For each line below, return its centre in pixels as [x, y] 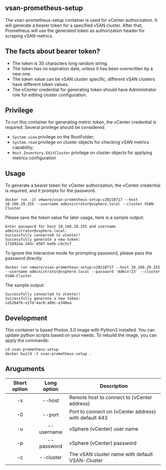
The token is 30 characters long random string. [60, 63]
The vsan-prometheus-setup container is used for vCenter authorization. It [81, 20]
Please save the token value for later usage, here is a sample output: [75, 217]
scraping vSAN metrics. [29, 36]
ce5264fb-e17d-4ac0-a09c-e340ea [38, 303]
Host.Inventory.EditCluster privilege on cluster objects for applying [82, 153]
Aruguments [25, 369]
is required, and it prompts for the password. [50, 191]
